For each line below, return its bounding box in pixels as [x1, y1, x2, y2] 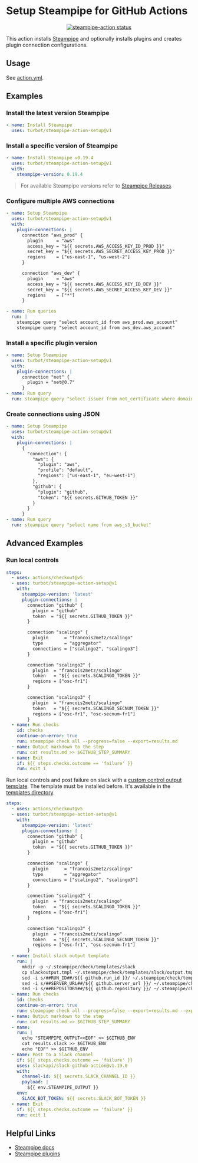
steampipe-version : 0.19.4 [16, 172, 83, 178]
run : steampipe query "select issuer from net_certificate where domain [11, 396, 194, 402]
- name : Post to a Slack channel [11, 1052, 94, 1057]
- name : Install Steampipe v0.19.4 [6, 155, 94, 161]
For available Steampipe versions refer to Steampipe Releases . [20, 182, 173, 189]
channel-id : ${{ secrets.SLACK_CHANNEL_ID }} [21, 1073, 136, 1080]
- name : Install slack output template [11, 953, 110, 959]
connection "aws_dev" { [21, 270, 81, 277]
